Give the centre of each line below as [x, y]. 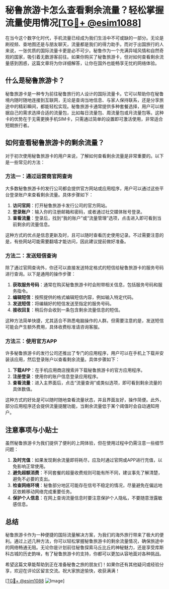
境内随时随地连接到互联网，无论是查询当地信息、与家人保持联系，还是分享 [82, 100]
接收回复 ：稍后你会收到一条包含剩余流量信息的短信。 [68, 310]
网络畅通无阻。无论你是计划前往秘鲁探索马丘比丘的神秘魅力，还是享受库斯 [87, 548]
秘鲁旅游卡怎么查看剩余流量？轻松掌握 [85, 10]
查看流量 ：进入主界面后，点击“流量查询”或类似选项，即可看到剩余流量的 [87, 383]
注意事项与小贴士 [32, 430]
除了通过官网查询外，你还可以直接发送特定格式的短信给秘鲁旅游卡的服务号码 [84, 267]
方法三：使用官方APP [31, 341]
